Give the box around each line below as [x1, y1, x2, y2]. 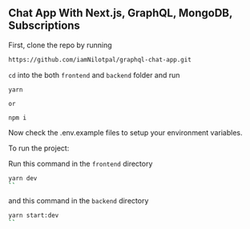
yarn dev [8, 174, 38, 183]
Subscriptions [8, 19, 80, 33]
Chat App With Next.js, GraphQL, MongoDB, [8, 6, 233, 20]
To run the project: [8, 143, 70, 153]
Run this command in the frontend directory [8, 159, 153, 168]
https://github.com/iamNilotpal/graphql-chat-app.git [8, 55, 192, 63]
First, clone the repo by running [8, 40, 112, 50]
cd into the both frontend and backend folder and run [8, 70, 180, 79]
